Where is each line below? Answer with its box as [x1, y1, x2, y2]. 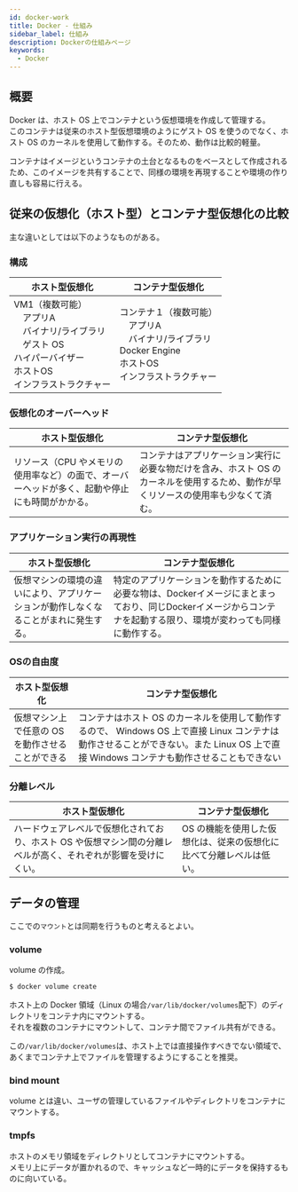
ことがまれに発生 [22, 613, 95, 626]
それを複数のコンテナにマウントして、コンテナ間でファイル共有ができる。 [9, 1022, 281, 1032]
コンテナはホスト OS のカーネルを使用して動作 [78, 711, 273, 723]
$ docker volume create [9, 983, 98, 991]
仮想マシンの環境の [13, 573, 95, 586]
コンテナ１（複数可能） [119, 305, 218, 318]
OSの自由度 [9, 656, 59, 668]
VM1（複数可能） [13, 298, 87, 311]
